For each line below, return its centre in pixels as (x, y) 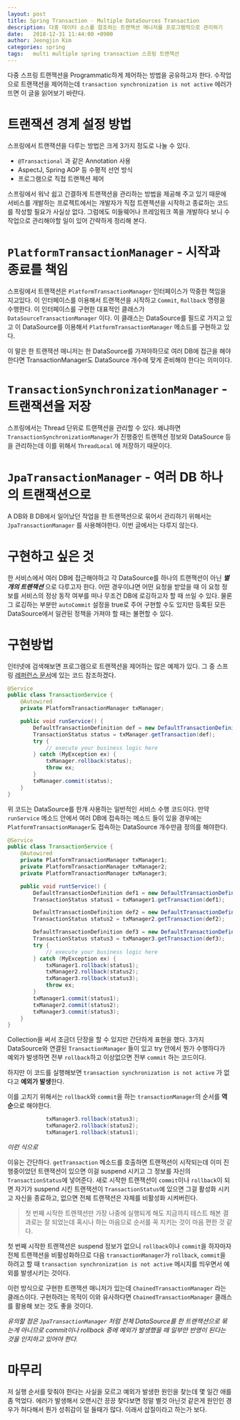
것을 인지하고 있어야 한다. (43, 1339)
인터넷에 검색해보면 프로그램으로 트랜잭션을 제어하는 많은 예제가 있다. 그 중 (111, 666)
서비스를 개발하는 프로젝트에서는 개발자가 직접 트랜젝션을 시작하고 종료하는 (111, 202)
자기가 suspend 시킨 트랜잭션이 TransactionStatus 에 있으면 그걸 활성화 (115, 1189)
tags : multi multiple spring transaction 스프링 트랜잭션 (94, 54)
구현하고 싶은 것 (51, 556)
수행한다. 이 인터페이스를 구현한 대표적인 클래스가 (76, 309)
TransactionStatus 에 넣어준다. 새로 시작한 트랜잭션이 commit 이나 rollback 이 (115, 1180)
